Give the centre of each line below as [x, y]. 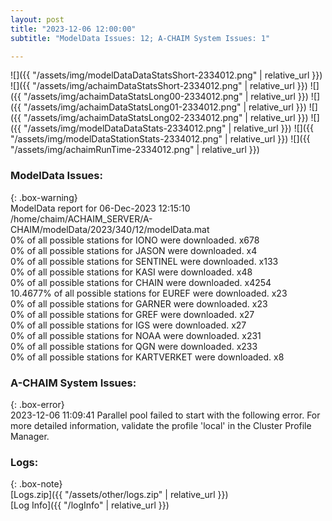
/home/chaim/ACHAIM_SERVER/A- [81, 218]
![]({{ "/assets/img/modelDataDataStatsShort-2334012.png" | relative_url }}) [166, 75]
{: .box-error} [37, 404]
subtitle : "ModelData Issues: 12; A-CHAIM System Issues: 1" [140, 38]
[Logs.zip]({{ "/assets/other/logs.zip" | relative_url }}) [119, 495]
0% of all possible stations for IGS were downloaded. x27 [128, 325]
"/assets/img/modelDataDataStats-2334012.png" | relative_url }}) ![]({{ [168, 128]
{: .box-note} [36, 484]
